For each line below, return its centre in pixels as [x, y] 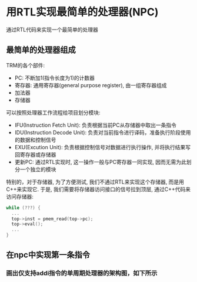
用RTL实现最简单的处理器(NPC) [82, 12]
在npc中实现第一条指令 [48, 255]
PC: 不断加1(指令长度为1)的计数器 [55, 78]
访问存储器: [20, 196]
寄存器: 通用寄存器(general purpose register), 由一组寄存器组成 [91, 85]
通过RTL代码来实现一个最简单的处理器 [52, 29]
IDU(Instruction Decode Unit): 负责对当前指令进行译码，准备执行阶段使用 [103, 132]
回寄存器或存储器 [35, 155]
